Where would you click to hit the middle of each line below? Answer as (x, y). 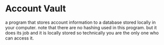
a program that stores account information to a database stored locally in (80, 22)
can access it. (20, 38)
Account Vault (36, 9)
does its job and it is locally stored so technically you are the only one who (82, 33)
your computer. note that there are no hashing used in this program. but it (81, 27)
